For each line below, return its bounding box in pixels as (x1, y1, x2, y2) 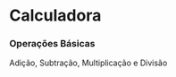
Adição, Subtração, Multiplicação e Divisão (9, 57, 168, 68)
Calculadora (9, 5, 102, 26)
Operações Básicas (9, 38, 96, 50)
